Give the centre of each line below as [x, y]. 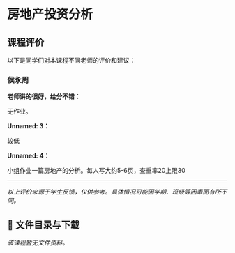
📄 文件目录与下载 [44, 225]
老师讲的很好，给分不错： [44, 97]
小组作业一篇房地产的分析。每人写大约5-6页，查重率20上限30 [97, 171]
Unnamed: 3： [29, 126]
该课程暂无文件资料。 [38, 243]
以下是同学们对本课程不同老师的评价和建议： [71, 60]
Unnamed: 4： [29, 156]
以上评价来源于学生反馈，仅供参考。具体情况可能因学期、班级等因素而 [108, 192]
